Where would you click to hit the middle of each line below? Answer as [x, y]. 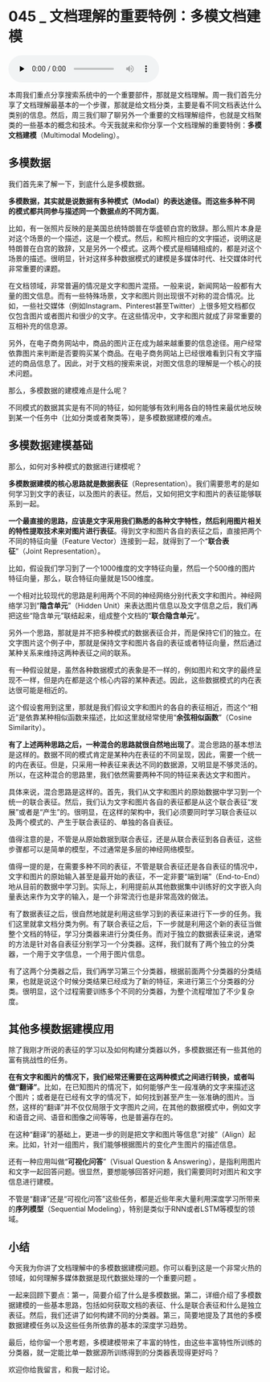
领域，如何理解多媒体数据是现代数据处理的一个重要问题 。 [104, 1278]
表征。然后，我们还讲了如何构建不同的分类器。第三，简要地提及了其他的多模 [135, 1315]
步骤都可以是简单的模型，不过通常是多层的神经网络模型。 [103, 849]
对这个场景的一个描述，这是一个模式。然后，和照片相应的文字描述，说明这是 [135, 238]
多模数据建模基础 [51, 445]
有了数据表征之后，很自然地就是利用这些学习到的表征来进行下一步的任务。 [131, 913]
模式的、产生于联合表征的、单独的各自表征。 [103, 822]
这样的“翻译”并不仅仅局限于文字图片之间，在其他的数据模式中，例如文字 [141, 1107]
